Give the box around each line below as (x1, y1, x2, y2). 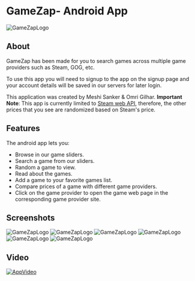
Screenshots (6, 213, 55, 223)
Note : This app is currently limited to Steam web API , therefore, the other (6, 99, 187, 107)
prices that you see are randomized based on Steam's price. (6, 106, 156, 113)
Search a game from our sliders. (14, 157, 95, 164)
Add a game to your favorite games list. (14, 176, 113, 183)
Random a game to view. (14, 164, 76, 171)
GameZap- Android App (6, 4, 128, 18)
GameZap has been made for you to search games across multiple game (6, 57, 186, 64)
